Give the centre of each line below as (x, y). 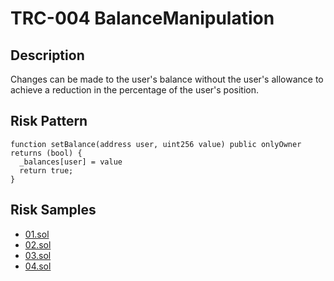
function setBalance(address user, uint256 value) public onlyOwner (156, 144)
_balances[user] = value (71, 162)
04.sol (38, 266)
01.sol (37, 234)
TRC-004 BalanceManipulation (142, 18)
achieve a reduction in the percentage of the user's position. (135, 90)
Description (47, 55)
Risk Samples (53, 210)
